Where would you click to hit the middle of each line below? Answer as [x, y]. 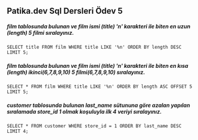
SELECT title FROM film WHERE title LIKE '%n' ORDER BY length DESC [94, 47]
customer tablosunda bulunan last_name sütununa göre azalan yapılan [99, 105]
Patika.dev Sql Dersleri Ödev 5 [65, 11]
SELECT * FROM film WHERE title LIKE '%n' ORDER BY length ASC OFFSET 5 [100, 87]
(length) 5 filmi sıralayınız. [40, 32]
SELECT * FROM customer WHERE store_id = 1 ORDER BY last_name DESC [94, 126]
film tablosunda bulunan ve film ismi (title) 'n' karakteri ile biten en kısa [97, 65]
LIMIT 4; [18, 132]
